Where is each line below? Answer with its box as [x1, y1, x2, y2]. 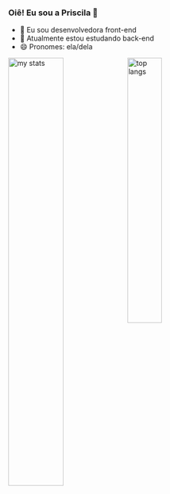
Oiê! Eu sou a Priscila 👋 [8, 7, 99, 18]
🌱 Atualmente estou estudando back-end [19, 33, 155, 43]
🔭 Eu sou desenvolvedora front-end [19, 25, 137, 35]
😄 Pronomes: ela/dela [19, 42, 93, 52]
